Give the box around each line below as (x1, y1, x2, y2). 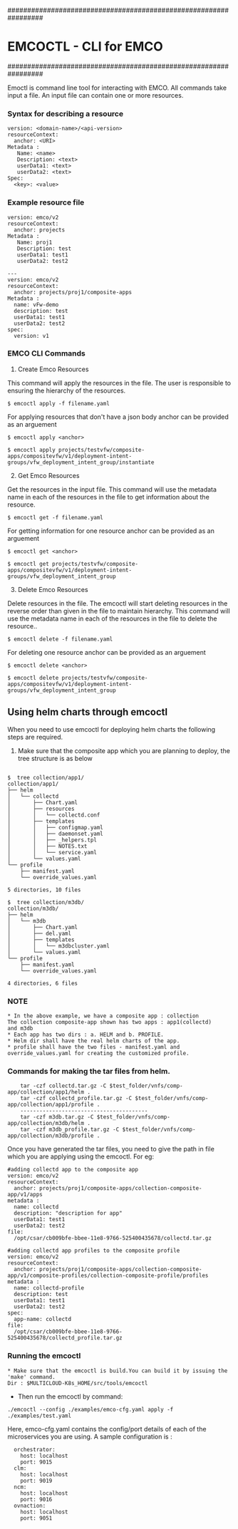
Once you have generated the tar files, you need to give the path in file (7, 1145, 215, 1154)
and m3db (7, 1025, 33, 1032)
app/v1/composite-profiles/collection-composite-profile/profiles (7, 1272, 209, 1280)
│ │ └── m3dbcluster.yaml (7, 942, 110, 950)
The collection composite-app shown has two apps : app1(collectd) (7, 1018, 212, 1025)
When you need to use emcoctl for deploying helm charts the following (7, 725, 216, 733)
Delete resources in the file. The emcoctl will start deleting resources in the (7, 598, 228, 608)
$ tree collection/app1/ (7, 774, 84, 781)
